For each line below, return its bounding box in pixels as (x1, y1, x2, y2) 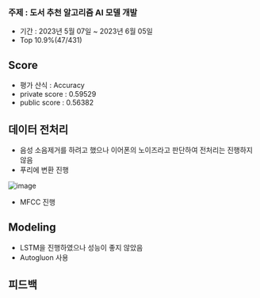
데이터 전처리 (8, 123, 69, 136)
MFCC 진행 (19, 197, 55, 207)
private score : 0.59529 (19, 90, 97, 99)
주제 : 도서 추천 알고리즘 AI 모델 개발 (8, 6, 138, 17)
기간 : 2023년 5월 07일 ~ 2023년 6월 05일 (19, 26, 153, 36)
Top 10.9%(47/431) (19, 36, 82, 45)
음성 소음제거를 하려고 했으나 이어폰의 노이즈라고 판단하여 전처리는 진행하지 (19, 145, 254, 155)
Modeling (8, 220, 56, 235)
